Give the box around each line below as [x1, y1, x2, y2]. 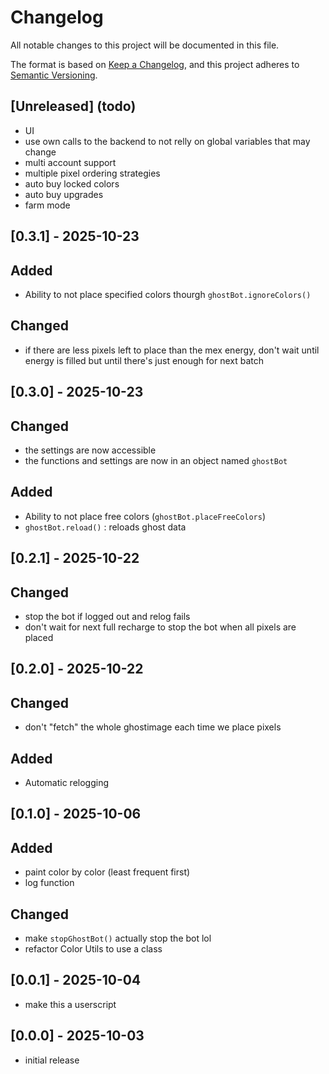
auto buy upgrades [24, 188, 104, 200]
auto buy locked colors [24, 177, 120, 190]
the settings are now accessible [24, 444, 157, 456]
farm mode [24, 199, 71, 211]
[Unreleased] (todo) [10, 98, 137, 115]
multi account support [24, 156, 117, 168]
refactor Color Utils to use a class [24, 943, 163, 955]
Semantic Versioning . [10, 69, 98, 81]
